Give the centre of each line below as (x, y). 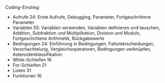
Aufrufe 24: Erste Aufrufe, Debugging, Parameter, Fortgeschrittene (81, 17)
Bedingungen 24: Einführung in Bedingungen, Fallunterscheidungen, (84, 44)
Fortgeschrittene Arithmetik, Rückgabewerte (58, 38)
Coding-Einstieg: (23, 7)
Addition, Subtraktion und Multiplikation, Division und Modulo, (76, 33)
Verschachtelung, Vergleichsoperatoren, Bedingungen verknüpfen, (82, 49)
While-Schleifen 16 (32, 60)
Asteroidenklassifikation (37, 54)
